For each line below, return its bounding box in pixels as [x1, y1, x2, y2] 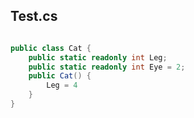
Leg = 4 [46, 80, 78, 91]
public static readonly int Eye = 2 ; [28, 62, 186, 72]
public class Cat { [10, 43, 92, 53]
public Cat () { [28, 71, 92, 81]
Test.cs [10, 8, 58, 25]
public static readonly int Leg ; [28, 52, 168, 63]
